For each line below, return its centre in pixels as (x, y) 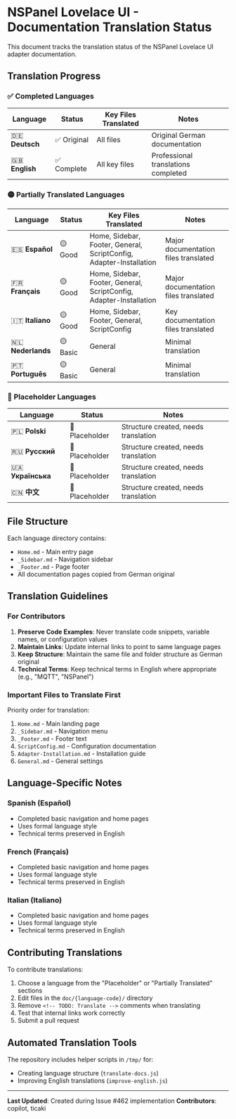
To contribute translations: (45, 970)
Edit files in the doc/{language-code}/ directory (85, 998)
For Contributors (36, 616)
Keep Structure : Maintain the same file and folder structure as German (120, 654)
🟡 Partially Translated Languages (66, 194)
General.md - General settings (60, 761)
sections (30, 991)
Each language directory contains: (57, 538)
